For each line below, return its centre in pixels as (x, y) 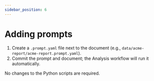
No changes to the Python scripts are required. (52, 73)
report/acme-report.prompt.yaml (45, 53)
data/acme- (133, 48)
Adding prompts (38, 34)
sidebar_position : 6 (26, 10)
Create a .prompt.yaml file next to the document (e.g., (66, 48)
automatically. (26, 63)
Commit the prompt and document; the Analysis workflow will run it (80, 58)
